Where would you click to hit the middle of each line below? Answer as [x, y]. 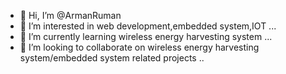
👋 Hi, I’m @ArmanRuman [70, 15]
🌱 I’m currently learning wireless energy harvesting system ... [146, 36]
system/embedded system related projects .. [112, 58]
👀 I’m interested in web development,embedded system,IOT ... [148, 26]
